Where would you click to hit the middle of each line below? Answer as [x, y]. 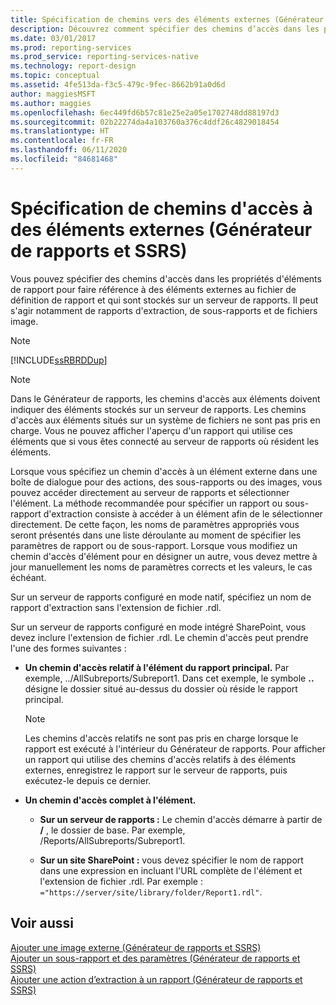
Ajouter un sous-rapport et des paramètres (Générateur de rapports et [155, 958]
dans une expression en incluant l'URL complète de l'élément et [171, 870]
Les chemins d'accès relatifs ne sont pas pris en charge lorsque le [161, 738]
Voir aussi [42, 923]
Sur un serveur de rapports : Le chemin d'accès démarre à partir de [181, 819]
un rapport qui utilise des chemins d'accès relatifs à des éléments [160, 759]
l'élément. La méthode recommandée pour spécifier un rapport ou [146, 503]
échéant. [28, 577]
